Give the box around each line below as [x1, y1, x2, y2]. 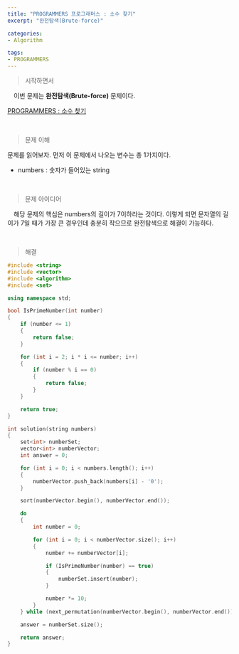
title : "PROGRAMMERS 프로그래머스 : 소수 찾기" [7, 10, 137, 18]
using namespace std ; [7, 295, 72, 302]
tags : [7, 49, 23, 57]
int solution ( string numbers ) [7, 425, 97, 433]
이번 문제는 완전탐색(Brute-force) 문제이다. [13, 92, 136, 100]
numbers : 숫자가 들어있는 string [17, 166, 110, 174]
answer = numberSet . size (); [20, 621, 103, 628]
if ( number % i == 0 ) [33, 366, 97, 374]
